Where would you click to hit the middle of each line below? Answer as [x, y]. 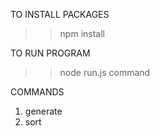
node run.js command [105, 72]
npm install [82, 33]
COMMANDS [37, 92]
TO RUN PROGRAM [50, 53]
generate [43, 111]
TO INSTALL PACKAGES [60, 14]
